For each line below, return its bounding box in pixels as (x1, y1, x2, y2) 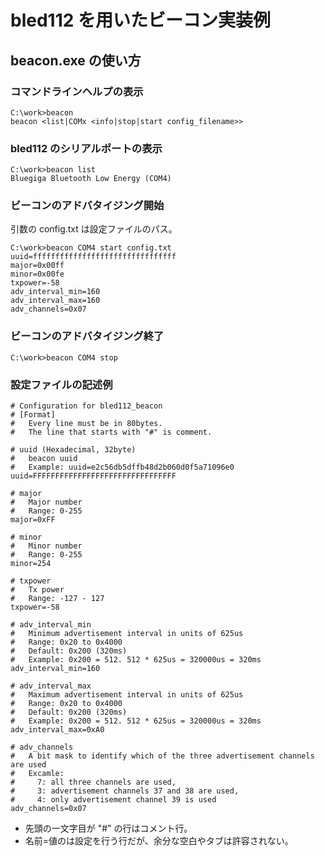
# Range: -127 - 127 (10, 594, 105, 604)
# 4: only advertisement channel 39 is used (10, 795, 217, 805)
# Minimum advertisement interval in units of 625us (10, 629, 244, 639)
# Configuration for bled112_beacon (10, 401, 163, 411)
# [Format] (10, 410, 56, 420)
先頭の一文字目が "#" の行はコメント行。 (24, 822, 193, 835)
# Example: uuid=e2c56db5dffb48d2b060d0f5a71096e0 (10, 462, 235, 473)
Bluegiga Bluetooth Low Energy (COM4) (10, 174, 172, 184)
